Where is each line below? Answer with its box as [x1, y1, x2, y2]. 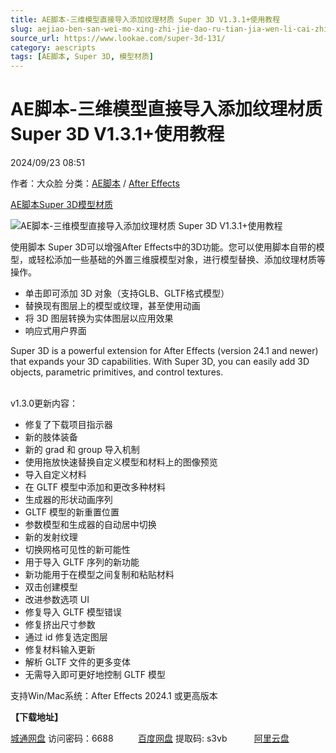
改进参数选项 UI [24, 594, 90, 606]
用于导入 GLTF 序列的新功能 [24, 556, 140, 568]
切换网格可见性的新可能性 [24, 544, 131, 556]
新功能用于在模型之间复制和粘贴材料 [24, 569, 175, 581]
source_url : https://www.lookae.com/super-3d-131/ [10, 33, 226, 43]
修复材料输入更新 [24, 644, 96, 656]
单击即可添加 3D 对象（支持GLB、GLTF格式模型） [24, 287, 230, 300]
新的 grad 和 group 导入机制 [24, 444, 140, 456]
